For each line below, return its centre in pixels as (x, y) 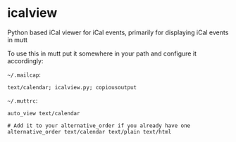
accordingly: (25, 60)
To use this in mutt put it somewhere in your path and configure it (102, 53)
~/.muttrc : (23, 101)
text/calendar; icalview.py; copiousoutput (72, 87)
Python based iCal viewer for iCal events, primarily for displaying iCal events (118, 32)
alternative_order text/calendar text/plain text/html (89, 131)
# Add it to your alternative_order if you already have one (99, 125)
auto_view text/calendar (44, 113)
